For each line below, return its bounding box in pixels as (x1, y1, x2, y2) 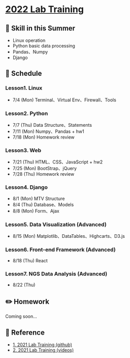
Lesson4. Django (5, 184, 48, 191)
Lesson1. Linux (5, 85, 43, 92)
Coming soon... (5, 313, 37, 319)
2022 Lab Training (5, 4, 84, 15)
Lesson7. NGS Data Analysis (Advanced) (5, 270, 108, 278)
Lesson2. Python (5, 109, 48, 117)
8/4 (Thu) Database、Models (12, 201, 74, 207)
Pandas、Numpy (12, 49, 48, 54)
